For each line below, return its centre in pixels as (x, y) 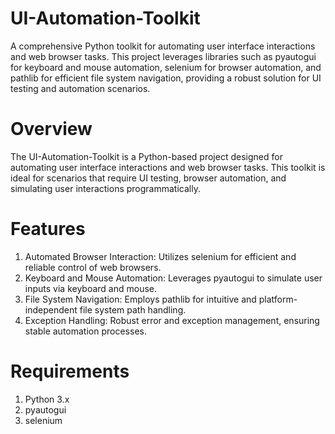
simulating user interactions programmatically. (105, 188)
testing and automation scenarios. (80, 88)
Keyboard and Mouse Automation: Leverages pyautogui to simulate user (173, 278)
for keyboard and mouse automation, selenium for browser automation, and (166, 67)
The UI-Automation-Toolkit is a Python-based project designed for (146, 156)
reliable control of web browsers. (93, 267)
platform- (278, 299)
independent (51, 309)
